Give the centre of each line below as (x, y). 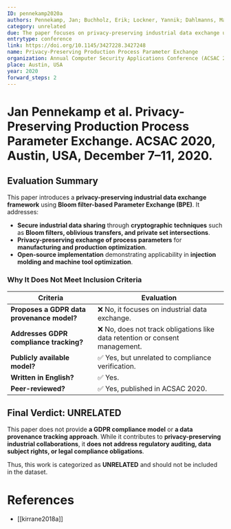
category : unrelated (37, 26)
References (41, 500)
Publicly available (40, 357)
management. (120, 346)
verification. (117, 366)
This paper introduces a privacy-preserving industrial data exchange (107, 198)
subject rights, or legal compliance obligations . (76, 451)
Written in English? (42, 377)
